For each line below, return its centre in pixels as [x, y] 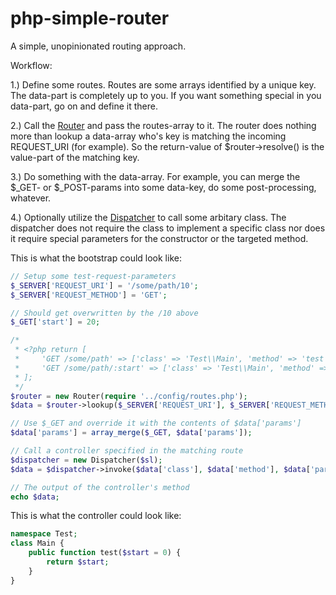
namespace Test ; [44, 534]
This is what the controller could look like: [96, 516]
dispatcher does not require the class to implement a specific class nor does [168, 228]
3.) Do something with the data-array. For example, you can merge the [155, 176]
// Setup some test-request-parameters [93, 276]
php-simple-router [90, 18]
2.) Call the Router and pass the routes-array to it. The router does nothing [163, 125]
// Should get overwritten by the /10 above [104, 313]
